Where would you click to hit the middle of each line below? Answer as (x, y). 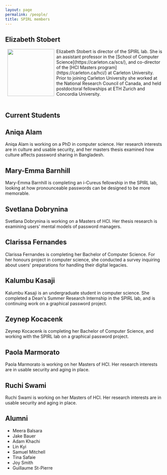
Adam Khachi (26, 441)
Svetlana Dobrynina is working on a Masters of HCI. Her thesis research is (81, 221)
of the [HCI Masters (77, 68)
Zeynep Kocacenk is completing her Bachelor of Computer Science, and (79, 331)
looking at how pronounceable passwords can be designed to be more (78, 188)
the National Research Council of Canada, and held (109, 84)
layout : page (19, 10)
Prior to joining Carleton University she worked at (107, 78)
